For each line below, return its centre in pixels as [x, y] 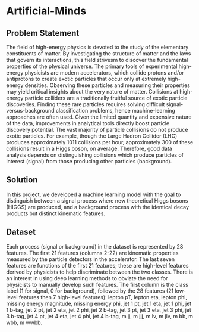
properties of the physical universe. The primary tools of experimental [92, 66]
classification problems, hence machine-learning [115, 111]
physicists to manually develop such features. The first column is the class [97, 284]
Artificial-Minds [46, 11]
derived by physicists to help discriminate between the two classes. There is [99, 272]
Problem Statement [43, 33]
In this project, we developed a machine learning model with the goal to [94, 194]
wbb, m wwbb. [24, 322]
